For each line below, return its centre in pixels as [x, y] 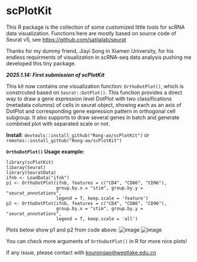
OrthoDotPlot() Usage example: [45, 152]
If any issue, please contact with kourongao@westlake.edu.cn [81, 252]
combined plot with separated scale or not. [58, 123]
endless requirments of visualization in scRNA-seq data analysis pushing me [99, 57]
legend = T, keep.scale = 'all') [97, 219]
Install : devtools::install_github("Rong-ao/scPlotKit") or [78, 135]
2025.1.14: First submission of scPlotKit [55, 75]
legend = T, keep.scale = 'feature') [102, 198]
